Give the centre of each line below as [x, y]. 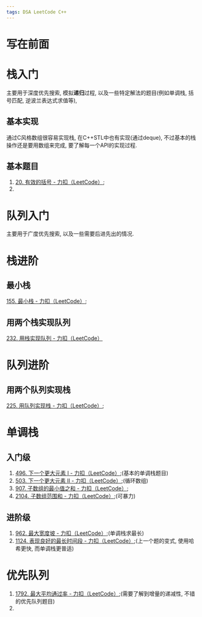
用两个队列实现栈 [38, 390]
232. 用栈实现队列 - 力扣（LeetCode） [55, 338]
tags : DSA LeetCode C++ [37, 12]
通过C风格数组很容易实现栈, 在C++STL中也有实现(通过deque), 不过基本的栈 [101, 137]
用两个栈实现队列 [38, 322]
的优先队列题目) [35, 601]
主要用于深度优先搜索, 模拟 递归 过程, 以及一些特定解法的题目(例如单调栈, [97, 93]
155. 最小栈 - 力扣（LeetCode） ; [47, 301]
